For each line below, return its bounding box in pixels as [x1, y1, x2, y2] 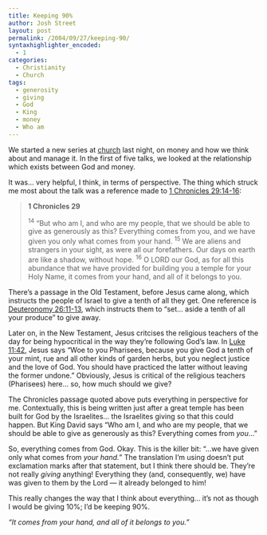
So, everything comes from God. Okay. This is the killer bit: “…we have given [8, 444, 259, 454]
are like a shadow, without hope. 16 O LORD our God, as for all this [27, 253, 245, 264]
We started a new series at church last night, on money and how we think [8, 145, 249, 154]
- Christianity [15, 64, 66, 72]
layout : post [8, 26, 52, 34]
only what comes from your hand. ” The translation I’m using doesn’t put [8, 452, 245, 462]
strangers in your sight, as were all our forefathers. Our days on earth [27, 245, 256, 255]
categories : [8, 57, 48, 65]
